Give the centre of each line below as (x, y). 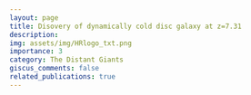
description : (34, 34)
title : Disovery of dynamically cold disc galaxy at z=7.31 (126, 26)
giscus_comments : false (55, 69)
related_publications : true (63, 77)
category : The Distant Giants (67, 60)
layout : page (34, 18)
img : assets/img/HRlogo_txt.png (70, 43)
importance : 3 (36, 52)
